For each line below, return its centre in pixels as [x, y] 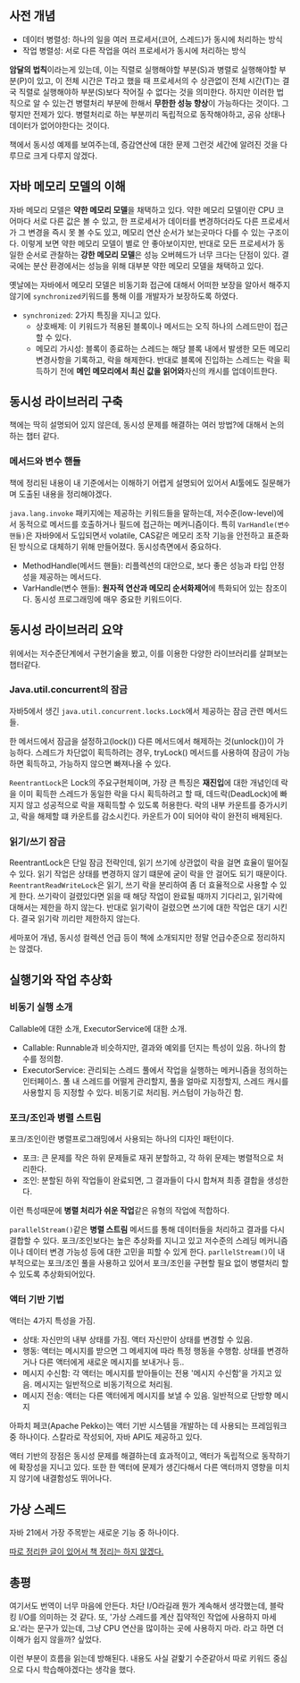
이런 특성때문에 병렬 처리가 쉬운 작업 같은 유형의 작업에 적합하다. [120, 1211]
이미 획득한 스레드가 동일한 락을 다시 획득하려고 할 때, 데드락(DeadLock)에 [148, 794]
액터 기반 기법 [37, 1300]
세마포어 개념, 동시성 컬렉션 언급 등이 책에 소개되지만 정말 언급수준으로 [132, 938]
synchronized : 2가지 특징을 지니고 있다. [91, 315]
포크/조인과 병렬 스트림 [55, 1118]
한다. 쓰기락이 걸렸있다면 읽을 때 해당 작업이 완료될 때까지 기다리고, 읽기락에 [150, 897]
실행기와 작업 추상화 [61, 979]
